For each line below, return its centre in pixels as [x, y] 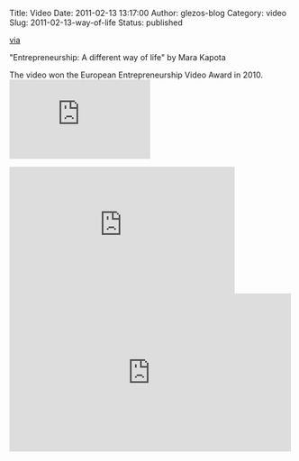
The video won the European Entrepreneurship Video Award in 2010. [136, 75]
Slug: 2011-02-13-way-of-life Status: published [96, 23]
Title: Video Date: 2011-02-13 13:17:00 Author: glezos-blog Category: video [148, 13]
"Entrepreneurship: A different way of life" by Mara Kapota [118, 57]
